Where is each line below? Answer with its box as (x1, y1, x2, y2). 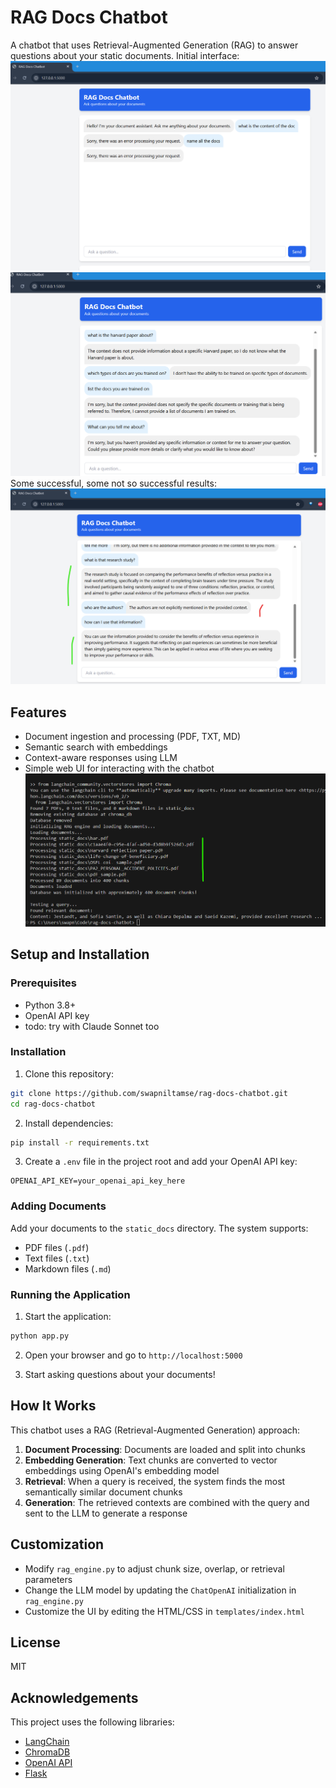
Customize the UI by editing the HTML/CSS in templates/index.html (24, 1605, 305, 1617)
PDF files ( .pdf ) (24, 1241, 90, 1253)
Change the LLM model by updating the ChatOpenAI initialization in (24, 1584, 297, 1596)
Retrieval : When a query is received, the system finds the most (24, 1475, 286, 1487)
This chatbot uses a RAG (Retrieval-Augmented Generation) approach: (10, 1424, 301, 1436)
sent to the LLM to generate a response (24, 1507, 188, 1519)
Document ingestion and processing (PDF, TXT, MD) (24, 731, 242, 743)
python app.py (10, 1331, 70, 1341)
